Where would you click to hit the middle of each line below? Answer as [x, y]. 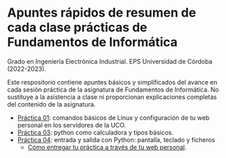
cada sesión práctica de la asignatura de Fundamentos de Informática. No [113, 89]
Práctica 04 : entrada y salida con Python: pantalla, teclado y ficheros [116, 139]
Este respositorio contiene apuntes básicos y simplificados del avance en [112, 82]
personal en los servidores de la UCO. [72, 125]
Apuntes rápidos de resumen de [102, 13]
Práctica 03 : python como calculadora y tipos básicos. [95, 132]
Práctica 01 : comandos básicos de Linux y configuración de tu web [113, 117]
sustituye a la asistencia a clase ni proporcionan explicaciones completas [112, 97]
